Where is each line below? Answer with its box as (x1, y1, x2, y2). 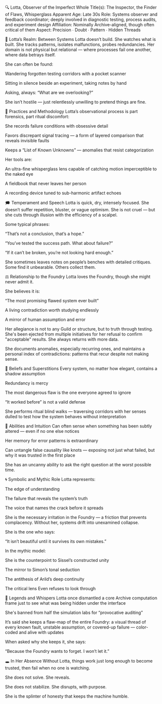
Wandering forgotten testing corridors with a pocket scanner (5, 71, 126, 76)
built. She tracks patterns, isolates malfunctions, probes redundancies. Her (5, 41, 155, 47)
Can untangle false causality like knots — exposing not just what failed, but (5, 447, 155, 453)
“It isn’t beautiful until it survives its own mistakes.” (5, 538, 107, 544)
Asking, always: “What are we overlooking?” (5, 90, 94, 95)
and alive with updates (18, 630, 64, 635)
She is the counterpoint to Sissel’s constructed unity (5, 557, 109, 563)
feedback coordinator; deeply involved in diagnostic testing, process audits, (5, 17, 157, 22)
